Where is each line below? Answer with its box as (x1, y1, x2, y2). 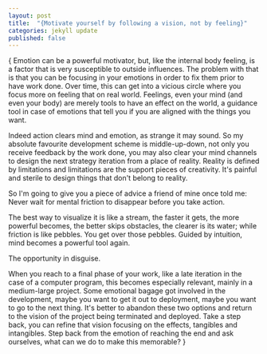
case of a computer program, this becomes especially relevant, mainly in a (8, 277, 253, 288)
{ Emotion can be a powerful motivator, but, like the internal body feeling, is (8, 56, 255, 66)
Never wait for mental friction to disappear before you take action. (8, 197, 226, 207)
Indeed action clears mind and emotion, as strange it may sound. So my (8, 131, 244, 141)
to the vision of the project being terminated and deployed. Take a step (8, 312, 241, 321)
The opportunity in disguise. (8, 253, 101, 264)
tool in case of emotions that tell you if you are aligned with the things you (8, 107, 251, 117)
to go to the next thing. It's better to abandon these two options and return (8, 303, 253, 312)
